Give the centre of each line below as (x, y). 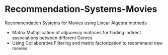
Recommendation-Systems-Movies (81, 9)
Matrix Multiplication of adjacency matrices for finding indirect (76, 32)
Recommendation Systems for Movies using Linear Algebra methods (76, 23)
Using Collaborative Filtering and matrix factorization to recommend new (87, 43)
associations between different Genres (52, 38)
